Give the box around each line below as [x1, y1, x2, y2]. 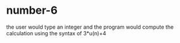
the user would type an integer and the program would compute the [6, 23, 174, 30]
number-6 [6, 4, 58, 17]
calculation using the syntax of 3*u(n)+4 [6, 29, 106, 36]
